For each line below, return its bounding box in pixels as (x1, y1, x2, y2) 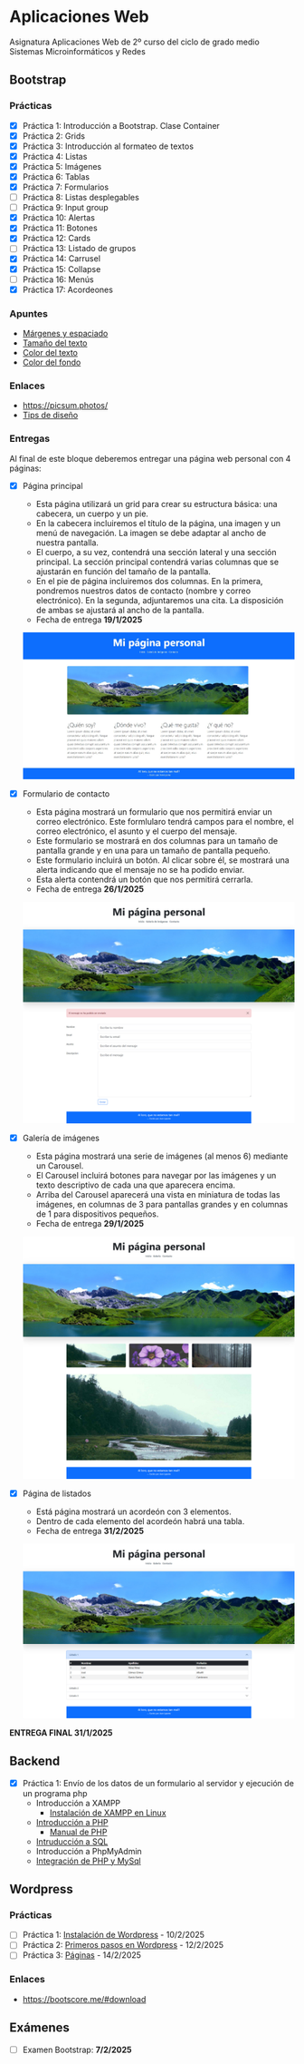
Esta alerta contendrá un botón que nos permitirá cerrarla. (35, 874, 253, 885)
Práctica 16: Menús (22, 274, 94, 285)
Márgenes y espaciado (22, 328, 109, 338)
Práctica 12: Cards (22, 233, 91, 244)
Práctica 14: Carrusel (22, 253, 101, 264)
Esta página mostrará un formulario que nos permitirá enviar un (35, 806, 273, 817)
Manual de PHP (49, 1826, 108, 1837)
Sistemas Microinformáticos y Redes (9, 45, 147, 56)
